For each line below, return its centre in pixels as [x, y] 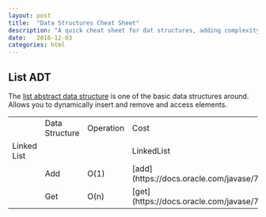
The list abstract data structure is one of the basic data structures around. [129, 96]
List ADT [30, 77]
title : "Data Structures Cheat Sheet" [74, 23]
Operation [106, 128]
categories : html [37, 45]
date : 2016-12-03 [40, 38]
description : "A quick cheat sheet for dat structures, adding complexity [134, 30]
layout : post [30, 15]
